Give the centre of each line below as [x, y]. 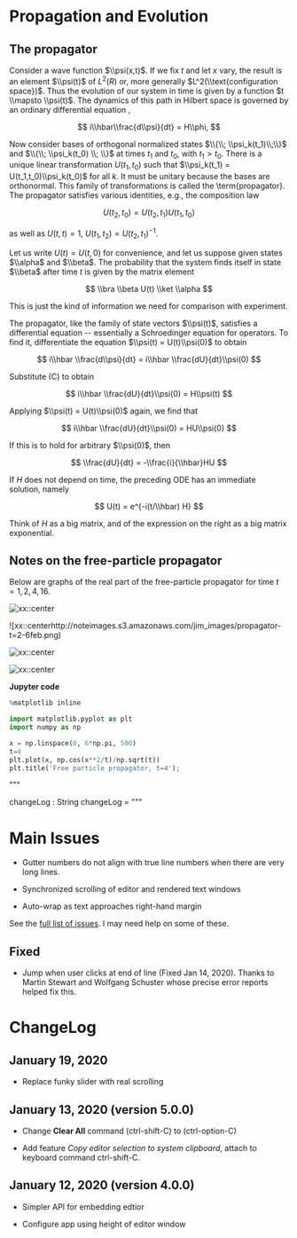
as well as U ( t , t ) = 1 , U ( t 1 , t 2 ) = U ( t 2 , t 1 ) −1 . [84, 233]
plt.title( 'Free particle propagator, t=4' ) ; [94, 768]
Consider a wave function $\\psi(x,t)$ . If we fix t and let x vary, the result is [145, 70]
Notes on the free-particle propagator [116, 560]
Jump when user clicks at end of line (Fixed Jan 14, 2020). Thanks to [148, 973]
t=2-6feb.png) [35, 635]
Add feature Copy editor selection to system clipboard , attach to [139, 1148]
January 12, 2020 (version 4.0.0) [102, 1185]
